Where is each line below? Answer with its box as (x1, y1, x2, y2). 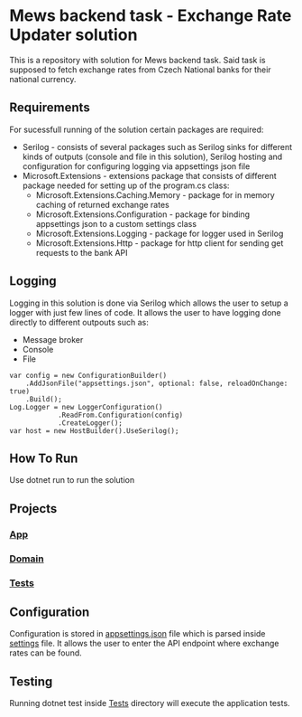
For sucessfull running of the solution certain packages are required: (9, 124, 264, 135)
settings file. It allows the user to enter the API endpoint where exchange (9, 638, 279, 649)
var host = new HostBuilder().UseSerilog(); (9, 426, 179, 435)
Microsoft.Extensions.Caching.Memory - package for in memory (35, 189, 275, 200)
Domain (9, 552, 44, 565)
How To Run (9, 450, 78, 466)
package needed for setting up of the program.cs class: (22, 180, 230, 191)
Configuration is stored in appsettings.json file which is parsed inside (9, 628, 266, 639)
